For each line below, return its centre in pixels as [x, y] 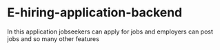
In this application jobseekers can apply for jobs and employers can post [110, 32]
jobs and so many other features [53, 38]
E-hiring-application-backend [95, 13]
